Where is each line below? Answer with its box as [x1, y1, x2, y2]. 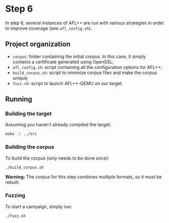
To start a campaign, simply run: [5, 203, 72, 209]
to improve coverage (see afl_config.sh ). [5, 25, 92, 31]
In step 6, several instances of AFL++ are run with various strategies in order [5, 20, 164, 26]
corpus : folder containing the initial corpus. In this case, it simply [12, 53, 146, 59]
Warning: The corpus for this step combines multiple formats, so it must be [5, 174, 162, 180]
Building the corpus [5, 143, 54, 151]
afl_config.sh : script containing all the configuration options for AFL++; [12, 64, 162, 70]
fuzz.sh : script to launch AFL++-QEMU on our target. [12, 80, 124, 86]
